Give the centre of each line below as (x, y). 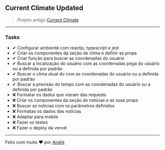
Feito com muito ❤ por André (35, 142)
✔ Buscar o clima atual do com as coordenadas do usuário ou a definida (85, 74)
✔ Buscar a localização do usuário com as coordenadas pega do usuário (86, 64)
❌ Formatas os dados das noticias (47, 111)
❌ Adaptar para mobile (35, 117)
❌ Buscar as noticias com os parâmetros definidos (63, 106)
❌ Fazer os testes (30, 123)
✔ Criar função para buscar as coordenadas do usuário (68, 58)
